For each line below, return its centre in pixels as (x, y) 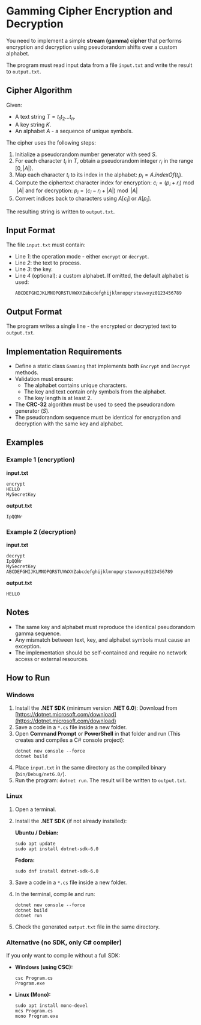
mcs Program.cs (34, 1011)
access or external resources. (52, 659)
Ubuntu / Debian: (37, 832)
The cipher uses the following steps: (51, 142)
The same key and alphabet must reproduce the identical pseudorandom (105, 627)
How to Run (28, 678)
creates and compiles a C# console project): (70, 740)
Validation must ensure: (44, 378)
